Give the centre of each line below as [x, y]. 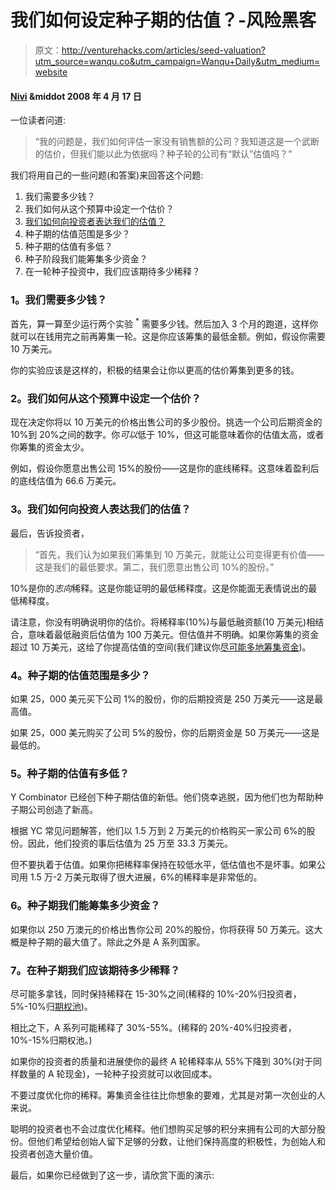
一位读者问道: [38, 120]
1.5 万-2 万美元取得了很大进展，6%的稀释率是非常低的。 [146, 877]
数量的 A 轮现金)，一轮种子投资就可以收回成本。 [118, 1073]
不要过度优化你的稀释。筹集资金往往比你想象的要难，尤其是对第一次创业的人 [168, 1095]
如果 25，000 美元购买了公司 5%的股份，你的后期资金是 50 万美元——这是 [165, 732]
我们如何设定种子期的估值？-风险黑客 [163, 20]
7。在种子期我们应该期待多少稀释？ [95, 970]
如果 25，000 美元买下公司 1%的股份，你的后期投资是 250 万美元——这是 [162, 698]
